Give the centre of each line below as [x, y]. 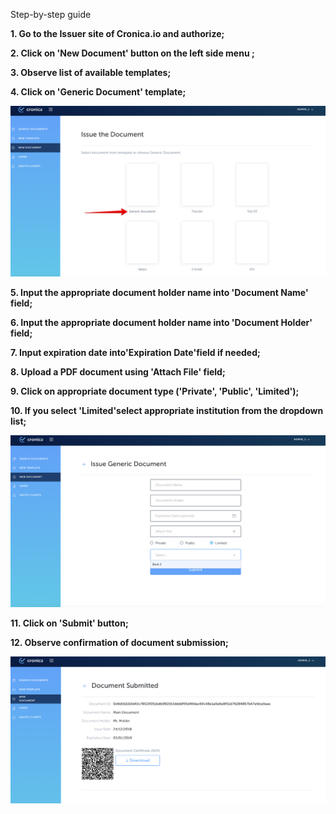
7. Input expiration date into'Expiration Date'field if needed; [135, 352]
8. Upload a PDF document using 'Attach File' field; [118, 371]
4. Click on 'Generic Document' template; [98, 92]
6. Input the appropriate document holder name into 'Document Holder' [161, 322]
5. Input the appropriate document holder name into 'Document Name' [159, 292]
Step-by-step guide [51, 14]
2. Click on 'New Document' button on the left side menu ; [132, 53]
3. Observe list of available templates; [91, 72]
